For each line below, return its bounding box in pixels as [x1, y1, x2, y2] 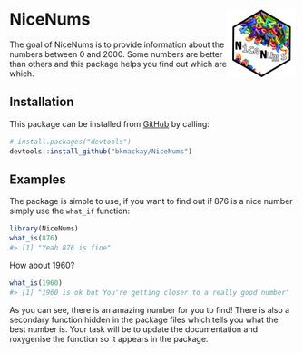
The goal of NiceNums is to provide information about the [9, 39, 225, 50]
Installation [9, 94, 74, 110]
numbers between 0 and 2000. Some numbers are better [9, 48, 223, 59]
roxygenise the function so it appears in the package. [9, 333, 209, 344]
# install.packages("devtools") [9, 137, 132, 146]
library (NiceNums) [9, 224, 79, 233]
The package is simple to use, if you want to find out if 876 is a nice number [9, 196, 293, 207]
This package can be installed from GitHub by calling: [9, 118, 210, 129]
